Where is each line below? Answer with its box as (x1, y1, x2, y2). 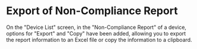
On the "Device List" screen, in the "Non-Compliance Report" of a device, (6, 24, 187, 31)
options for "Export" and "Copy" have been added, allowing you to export (6, 30, 186, 37)
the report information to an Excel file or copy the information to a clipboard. (6, 36, 192, 43)
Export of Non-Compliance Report (6, 4, 178, 18)
